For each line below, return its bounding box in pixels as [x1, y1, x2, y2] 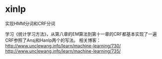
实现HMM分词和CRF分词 [5, 20, 55, 26]
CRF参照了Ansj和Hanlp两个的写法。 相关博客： [5, 37, 101, 43]
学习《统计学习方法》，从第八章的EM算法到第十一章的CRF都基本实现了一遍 [5, 31, 157, 37]
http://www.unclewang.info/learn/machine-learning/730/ [5, 43, 121, 49]
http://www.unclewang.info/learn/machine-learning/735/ [5, 48, 121, 54]
